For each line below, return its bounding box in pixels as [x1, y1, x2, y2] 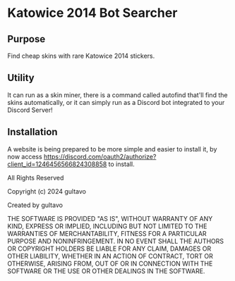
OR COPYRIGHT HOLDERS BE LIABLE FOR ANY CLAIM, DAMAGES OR [7, 244, 212, 253]
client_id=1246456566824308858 [7, 160, 107, 168]
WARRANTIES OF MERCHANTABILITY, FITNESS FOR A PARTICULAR [7, 229, 207, 237]
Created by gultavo [7, 201, 64, 209]
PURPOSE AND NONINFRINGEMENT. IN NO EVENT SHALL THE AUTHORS [7, 237, 224, 245]
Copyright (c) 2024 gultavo [7, 187, 87, 195]
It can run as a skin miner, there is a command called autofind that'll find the [7, 90, 228, 99]
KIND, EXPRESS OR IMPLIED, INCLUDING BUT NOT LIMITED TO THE [7, 222, 207, 230]
